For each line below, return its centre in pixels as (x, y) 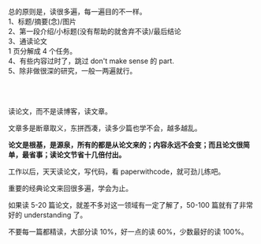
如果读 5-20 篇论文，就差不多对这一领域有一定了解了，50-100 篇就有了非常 (131, 205)
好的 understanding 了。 (48, 215)
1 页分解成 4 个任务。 (43, 51)
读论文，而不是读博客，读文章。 (60, 111)
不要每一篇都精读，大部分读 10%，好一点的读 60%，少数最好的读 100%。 (128, 232)
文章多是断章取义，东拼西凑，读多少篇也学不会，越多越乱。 (105, 128)
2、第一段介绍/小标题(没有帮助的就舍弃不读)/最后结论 (95, 31)
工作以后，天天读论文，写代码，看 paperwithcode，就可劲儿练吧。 (117, 171)
